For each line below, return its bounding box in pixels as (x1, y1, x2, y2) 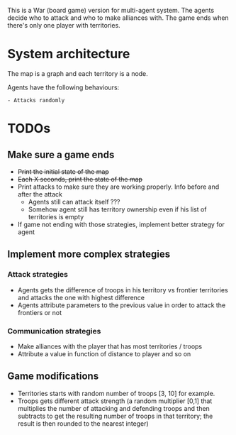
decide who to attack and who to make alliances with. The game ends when (7, 13, 229, 22)
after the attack (17, 189, 62, 198)
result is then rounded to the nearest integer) (17, 419, 149, 428)
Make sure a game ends (7, 148, 115, 160)
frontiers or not (17, 308, 62, 316)
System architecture (7, 46, 130, 62)
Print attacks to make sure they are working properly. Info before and (17, 182, 220, 191)
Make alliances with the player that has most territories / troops (17, 342, 203, 351)
